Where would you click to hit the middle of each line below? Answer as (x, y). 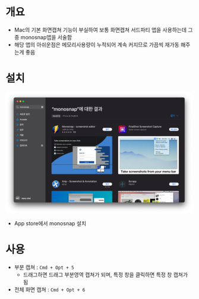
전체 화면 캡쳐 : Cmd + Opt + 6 (50, 289)
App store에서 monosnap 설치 (50, 223)
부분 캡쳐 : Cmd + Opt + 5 (44, 267)
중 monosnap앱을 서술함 (43, 37)
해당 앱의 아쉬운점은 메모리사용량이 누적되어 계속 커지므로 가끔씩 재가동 (97, 45)
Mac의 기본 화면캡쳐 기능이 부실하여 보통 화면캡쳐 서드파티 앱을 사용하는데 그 (103, 30)
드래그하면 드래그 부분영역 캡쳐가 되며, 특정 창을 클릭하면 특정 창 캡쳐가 (105, 275)
